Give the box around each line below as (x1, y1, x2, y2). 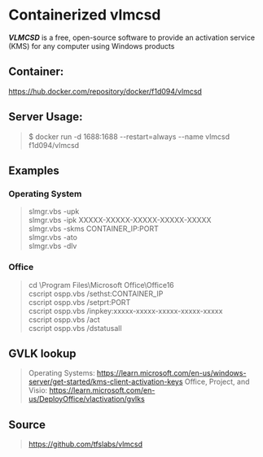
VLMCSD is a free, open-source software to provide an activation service (8, 33, 255, 42)
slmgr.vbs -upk (28, 207, 80, 216)
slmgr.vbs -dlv (28, 242, 77, 251)
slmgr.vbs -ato (28, 233, 77, 242)
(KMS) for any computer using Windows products (8, 41, 175, 50)
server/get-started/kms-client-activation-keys (28, 376, 183, 387)
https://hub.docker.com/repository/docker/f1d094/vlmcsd (8, 86, 202, 96)
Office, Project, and (184, 376, 250, 387)
